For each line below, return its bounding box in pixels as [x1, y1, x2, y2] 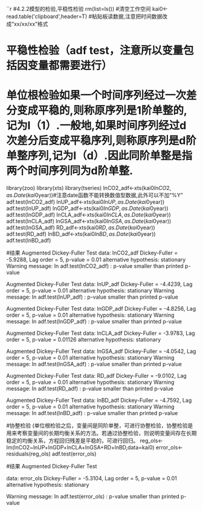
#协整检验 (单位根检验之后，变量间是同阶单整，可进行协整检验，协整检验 [6, 422, 188, 430]
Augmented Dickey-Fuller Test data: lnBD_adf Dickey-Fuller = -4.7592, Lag [6, 397, 192, 404]
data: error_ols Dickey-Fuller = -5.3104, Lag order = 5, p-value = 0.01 [6, 475, 177, 482]
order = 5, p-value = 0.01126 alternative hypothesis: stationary [6, 336, 161, 343]
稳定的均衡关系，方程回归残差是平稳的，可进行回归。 [6, 437, 139, 445]
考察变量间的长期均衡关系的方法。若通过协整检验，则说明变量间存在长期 [16, 430, 197, 437]
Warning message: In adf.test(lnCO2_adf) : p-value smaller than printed [6, 262, 184, 270]
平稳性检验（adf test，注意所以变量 [6, 44, 184, 57]
